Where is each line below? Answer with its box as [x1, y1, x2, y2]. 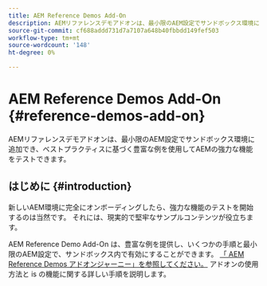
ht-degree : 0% [8, 49, 56, 57]
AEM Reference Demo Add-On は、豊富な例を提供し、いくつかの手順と [8, 239, 244, 249]
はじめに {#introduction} [8, 180, 132, 194]
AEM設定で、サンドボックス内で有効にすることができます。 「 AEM [22, 249, 245, 259]
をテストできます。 [8, 154, 71, 163]
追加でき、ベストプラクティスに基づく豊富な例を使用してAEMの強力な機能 [8, 144, 253, 154]
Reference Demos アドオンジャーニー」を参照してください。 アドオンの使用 [8, 259, 259, 268]
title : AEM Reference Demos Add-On [8, 11, 127, 20]
